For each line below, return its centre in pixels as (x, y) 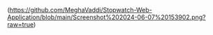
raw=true (20, 24)
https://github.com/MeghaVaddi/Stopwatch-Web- (81, 10)
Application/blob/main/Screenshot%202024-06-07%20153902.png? (106, 17)
